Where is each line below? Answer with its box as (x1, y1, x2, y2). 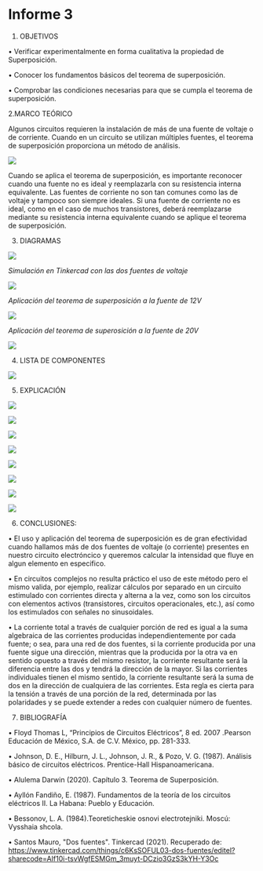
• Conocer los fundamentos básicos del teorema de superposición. (8, 70, 226, 79)
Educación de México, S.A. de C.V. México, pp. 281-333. (8, 736, 191, 745)
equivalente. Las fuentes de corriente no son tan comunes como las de (8, 187, 239, 197)
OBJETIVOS (19, 31, 59, 41)
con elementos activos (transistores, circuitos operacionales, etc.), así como (8, 599, 255, 608)
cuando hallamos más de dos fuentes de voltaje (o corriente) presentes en (8, 541, 250, 551)
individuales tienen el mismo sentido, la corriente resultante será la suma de (8, 672, 254, 682)
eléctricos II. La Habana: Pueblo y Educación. (8, 798, 155, 807)
